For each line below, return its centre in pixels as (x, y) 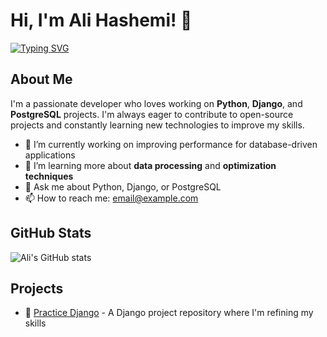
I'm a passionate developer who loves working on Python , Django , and (156, 103)
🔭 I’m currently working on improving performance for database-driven (171, 144)
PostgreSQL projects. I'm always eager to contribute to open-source (152, 114)
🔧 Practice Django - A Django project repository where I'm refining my (169, 313)
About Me (41, 79)
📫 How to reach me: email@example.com (111, 198)
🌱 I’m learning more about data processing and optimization (150, 165)
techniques (49, 176)
